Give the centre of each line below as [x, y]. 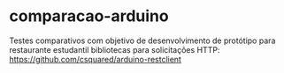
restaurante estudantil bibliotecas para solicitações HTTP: [115, 49]
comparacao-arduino [89, 16]
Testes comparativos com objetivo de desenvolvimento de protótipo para [142, 40]
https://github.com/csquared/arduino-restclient [95, 59]
